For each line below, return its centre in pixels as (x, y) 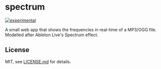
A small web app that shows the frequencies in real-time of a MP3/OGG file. (81, 29)
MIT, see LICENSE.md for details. (38, 61)
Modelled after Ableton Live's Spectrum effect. (52, 35)
